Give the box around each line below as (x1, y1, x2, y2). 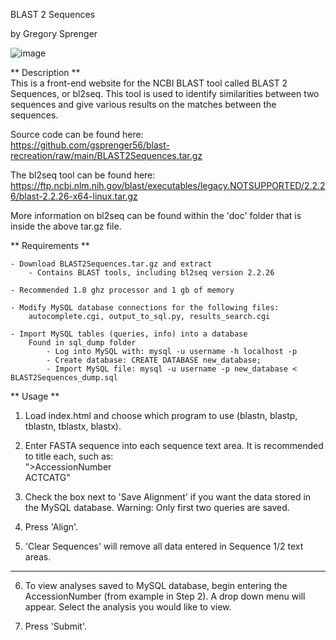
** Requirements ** (10, 240, 90, 251)
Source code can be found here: (10, 129, 144, 140)
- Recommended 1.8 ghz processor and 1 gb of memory (10, 285, 235, 295)
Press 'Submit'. (24, 620, 88, 632)
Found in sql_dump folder (28, 338, 137, 348)
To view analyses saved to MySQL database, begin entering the (24, 580, 288, 591)
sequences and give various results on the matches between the (10, 99, 277, 110)
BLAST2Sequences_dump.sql (10, 373, 118, 383)
